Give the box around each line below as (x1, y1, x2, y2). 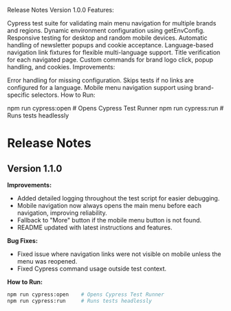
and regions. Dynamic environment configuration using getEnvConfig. (7, 27, 205, 34)
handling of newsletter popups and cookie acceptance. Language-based (7, 41, 214, 49)
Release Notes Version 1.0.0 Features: (7, 6, 115, 14)
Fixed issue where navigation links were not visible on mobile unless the (16, 250, 221, 258)
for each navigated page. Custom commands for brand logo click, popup (7, 56, 214, 64)
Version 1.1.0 (7, 163, 63, 174)
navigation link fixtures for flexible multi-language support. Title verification (7, 48, 221, 56)
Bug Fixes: (7, 237, 38, 244)
